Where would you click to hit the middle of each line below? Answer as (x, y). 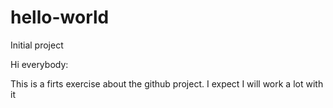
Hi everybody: (39, 64)
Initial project (37, 45)
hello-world (60, 17)
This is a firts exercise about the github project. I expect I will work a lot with (167, 83)
